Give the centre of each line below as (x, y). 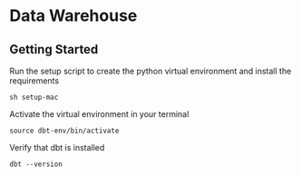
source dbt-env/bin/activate (64, 131)
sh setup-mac (34, 97)
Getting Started (54, 49)
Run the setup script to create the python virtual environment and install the (150, 71)
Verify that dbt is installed (57, 147)
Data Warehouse (73, 16)
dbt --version (36, 164)
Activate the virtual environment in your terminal (99, 114)
